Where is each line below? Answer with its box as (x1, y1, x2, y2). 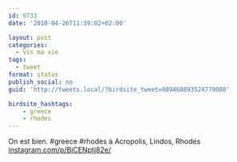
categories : (8, 41, 48, 49)
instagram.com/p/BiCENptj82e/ (8, 145, 112, 155)
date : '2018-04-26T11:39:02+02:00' (8, 19, 127, 27)
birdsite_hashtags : (8, 100, 73, 108)
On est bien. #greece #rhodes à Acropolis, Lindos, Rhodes (8, 136, 201, 146)
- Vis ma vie (15, 49, 59, 57)
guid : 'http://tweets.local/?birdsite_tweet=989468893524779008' (8, 85, 230, 93)
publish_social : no (8, 77, 73, 86)
